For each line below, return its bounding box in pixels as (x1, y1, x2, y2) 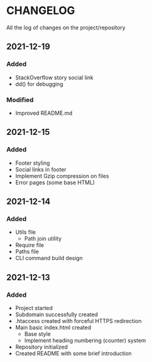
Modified (6, 95, 34, 104)
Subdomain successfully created (15, 311, 98, 318)
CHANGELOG (6, 4, 75, 18)
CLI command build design (15, 255, 83, 262)
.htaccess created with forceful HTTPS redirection (15, 317, 142, 324)
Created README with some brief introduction (15, 349, 132, 357)
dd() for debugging (15, 80, 63, 87)
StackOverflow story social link (15, 74, 93, 81)
